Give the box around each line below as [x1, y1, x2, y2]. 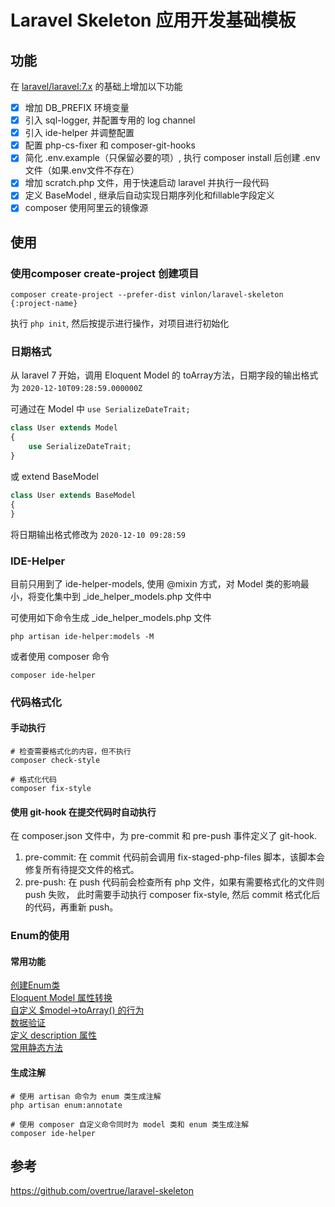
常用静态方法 [10, 1042, 63, 1054]
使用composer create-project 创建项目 [10, 266, 200, 280]
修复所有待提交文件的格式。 [24, 864, 140, 876]
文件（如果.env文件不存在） [24, 164, 140, 176]
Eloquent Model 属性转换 [10, 992, 113, 1004]
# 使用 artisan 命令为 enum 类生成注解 [10, 1091, 162, 1101]
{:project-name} [10, 299, 78, 309]
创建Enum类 [10, 979, 61, 991]
